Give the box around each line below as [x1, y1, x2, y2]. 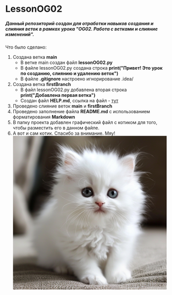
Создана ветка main [12, 54, 57, 60]
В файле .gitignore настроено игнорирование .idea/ [20, 76, 134, 82]
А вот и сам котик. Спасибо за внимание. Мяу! [12, 130, 116, 136]
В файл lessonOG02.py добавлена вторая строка [20, 87, 127, 93]
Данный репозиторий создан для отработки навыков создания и [5, 20, 154, 26]
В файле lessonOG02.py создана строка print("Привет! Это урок [20, 65, 163, 71]
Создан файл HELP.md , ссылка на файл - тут [20, 98, 119, 104]
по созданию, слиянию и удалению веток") [20, 70, 119, 77]
